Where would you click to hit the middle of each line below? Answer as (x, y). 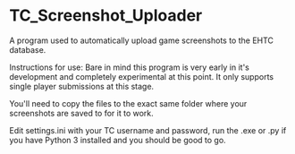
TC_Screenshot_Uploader (106, 16)
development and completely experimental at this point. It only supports (142, 76)
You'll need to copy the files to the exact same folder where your (128, 103)
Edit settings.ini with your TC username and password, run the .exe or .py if (148, 130)
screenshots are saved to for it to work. (81, 113)
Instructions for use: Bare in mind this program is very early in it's (130, 67)
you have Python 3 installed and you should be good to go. (118, 140)
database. (28, 49)
